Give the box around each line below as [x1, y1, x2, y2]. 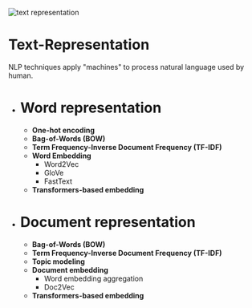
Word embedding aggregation [43, 274, 144, 283]
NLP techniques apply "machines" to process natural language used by [8, 62, 245, 71]
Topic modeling [31, 257, 86, 266]
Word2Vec [43, 159, 79, 168]
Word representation [19, 99, 162, 117]
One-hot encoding [31, 125, 95, 135]
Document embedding [31, 265, 108, 274]
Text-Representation [8, 36, 150, 54]
